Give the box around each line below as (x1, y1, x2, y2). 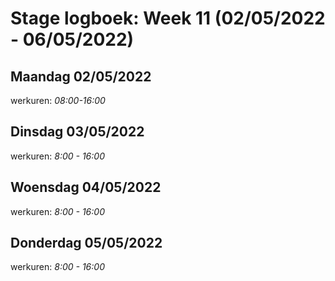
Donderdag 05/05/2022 (10, 235, 163, 252)
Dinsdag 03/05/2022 (10, 123, 145, 141)
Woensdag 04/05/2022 (10, 179, 162, 196)
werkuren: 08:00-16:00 (10, 95, 106, 106)
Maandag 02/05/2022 (10, 68, 152, 85)
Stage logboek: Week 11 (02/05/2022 (10, 7, 326, 30)
